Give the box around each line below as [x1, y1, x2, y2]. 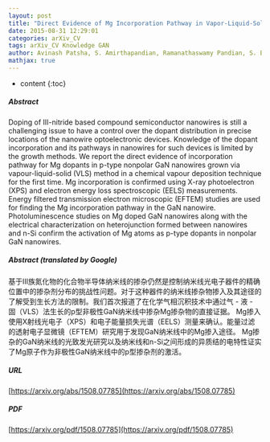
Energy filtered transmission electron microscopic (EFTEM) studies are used [8, 194, 261, 203]
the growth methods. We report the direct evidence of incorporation [8, 151, 233, 161]
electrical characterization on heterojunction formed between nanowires [8, 219, 247, 229]
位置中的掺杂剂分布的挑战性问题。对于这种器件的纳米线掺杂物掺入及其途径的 [8, 286, 262, 296]
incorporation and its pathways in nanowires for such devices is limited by [8, 142, 254, 153]
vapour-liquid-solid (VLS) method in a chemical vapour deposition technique [8, 168, 262, 178]
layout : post [8, 11, 52, 20]
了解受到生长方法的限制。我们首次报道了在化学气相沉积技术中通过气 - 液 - [8, 297, 253, 306]
